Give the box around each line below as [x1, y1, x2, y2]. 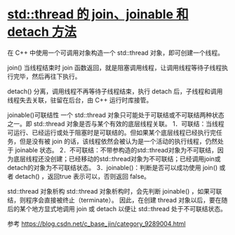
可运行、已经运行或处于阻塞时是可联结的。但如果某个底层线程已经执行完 [7, 128, 216, 137]
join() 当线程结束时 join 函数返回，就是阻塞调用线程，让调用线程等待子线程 [7, 63, 222, 72]
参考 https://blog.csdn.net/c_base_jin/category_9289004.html [7, 219, 186, 228]
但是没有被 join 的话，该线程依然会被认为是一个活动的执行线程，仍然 [19, 137, 218, 145]
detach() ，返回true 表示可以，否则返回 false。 [15, 172, 151, 180]
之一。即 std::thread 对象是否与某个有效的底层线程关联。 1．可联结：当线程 [7, 119, 224, 128]
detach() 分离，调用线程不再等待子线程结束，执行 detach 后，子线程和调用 [7, 87, 223, 95]
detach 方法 [7, 24, 77, 40]
